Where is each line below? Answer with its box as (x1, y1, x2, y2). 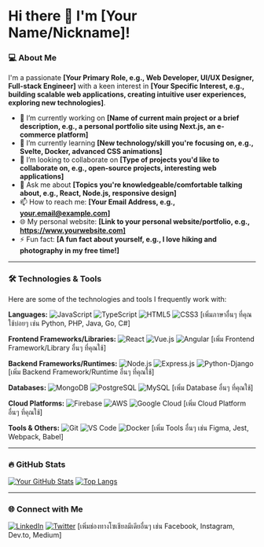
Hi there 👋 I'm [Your (8, 7, 137, 25)
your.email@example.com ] (19, 208, 111, 218)
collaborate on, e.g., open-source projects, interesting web (19, 163, 218, 173)
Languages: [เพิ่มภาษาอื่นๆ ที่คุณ (8, 310, 252, 319)
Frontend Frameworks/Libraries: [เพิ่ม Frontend (8, 334, 255, 343)
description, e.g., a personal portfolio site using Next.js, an (19, 122, 216, 131)
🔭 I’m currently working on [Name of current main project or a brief (19, 113, 240, 123)
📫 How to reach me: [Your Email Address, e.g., (19, 197, 175, 207)
